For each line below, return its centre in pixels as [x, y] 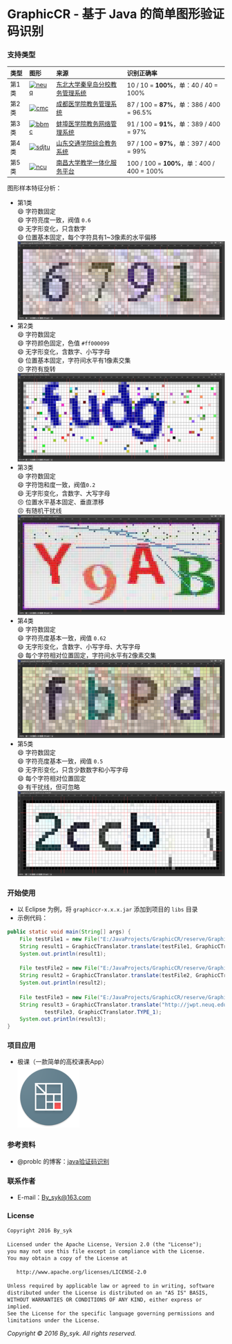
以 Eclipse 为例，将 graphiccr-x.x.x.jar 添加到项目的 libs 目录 [107, 909]
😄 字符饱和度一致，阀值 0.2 [56, 485]
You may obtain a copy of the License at [68, 1258]
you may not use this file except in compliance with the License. [106, 1251]
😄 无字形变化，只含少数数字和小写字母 [73, 770]
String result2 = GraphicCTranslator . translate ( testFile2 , [106, 976]
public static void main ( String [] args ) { [69, 931]
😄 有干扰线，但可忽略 [49, 787]
